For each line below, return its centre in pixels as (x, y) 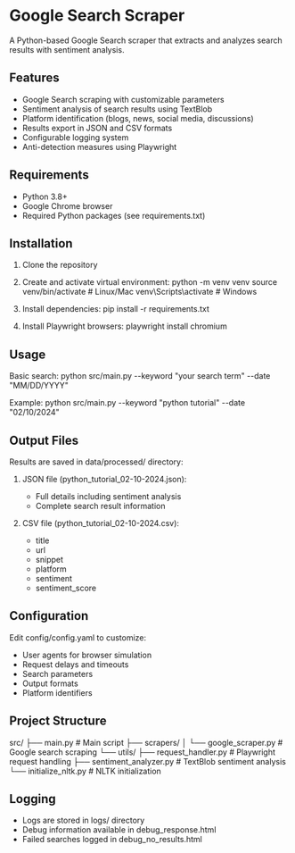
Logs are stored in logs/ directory (83, 820)
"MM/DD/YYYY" (39, 386)
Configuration (49, 616)
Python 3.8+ (45, 197)
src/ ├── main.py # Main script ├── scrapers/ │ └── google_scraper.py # (146, 742)
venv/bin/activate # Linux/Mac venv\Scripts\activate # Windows (139, 292)
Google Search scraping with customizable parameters (123, 99)
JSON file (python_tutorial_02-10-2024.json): (104, 479)
